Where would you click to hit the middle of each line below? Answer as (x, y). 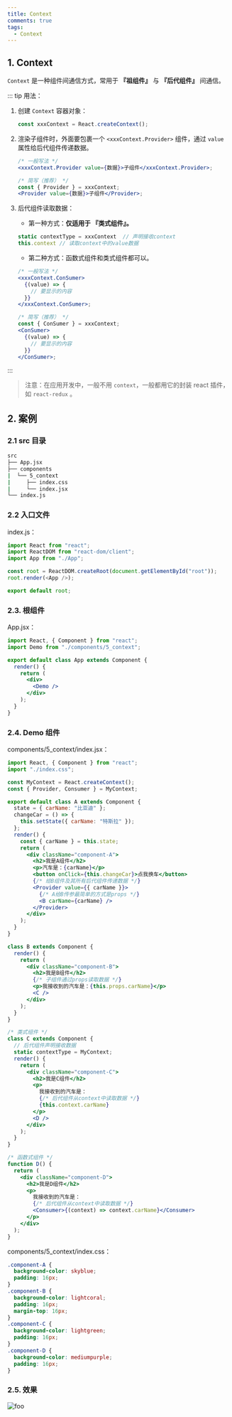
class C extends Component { (50, 1039)
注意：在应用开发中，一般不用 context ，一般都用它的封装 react (117, 385)
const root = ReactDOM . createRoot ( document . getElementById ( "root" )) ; (112, 572)
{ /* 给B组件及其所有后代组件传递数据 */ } (87, 881)
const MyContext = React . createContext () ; (71, 782)
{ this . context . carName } (74, 1105)
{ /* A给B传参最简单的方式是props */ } (89, 894)
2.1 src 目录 (27, 440)
